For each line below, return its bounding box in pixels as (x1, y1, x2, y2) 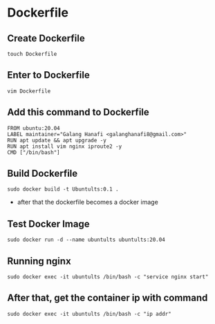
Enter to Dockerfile (7, 69, 90, 81)
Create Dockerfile (7, 32, 85, 44)
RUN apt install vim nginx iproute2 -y (7, 143, 122, 150)
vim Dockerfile (7, 88, 51, 95)
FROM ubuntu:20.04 (7, 124, 60, 132)
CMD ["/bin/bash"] (7, 149, 60, 156)
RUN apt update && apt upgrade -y (7, 137, 107, 144)
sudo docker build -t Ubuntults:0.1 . (7, 186, 119, 193)
